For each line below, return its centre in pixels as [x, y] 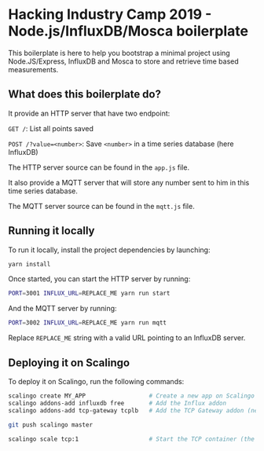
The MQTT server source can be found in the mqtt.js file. [101, 206]
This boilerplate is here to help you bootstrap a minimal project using [119, 53]
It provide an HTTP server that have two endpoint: [89, 113]
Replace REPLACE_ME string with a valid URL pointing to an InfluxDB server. [127, 338]
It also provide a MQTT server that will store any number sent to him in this [129, 182]
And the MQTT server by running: [62, 309]
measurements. [33, 69]
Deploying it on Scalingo [69, 363]
